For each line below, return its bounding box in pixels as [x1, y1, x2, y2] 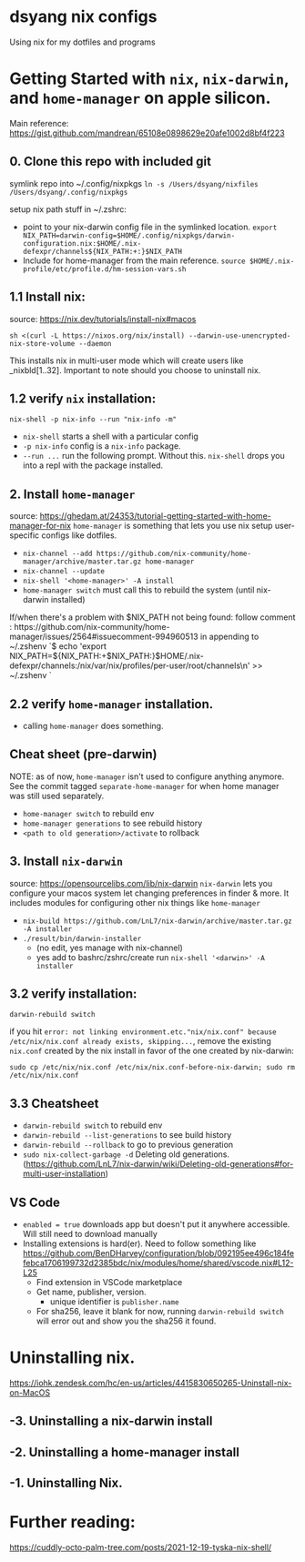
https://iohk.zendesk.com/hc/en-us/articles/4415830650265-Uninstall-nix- [9, 1377, 292, 1388]
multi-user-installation [22, 1168, 107, 1180]
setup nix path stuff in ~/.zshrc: [9, 203, 127, 215]
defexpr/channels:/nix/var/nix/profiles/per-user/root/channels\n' [9, 660, 250, 671]
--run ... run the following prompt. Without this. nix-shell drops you [22, 451, 285, 461]
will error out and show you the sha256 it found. [36, 1315, 217, 1326]
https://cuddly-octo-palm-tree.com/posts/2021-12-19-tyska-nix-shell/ [9, 1542, 272, 1553]
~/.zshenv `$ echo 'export [9, 641, 107, 652]
